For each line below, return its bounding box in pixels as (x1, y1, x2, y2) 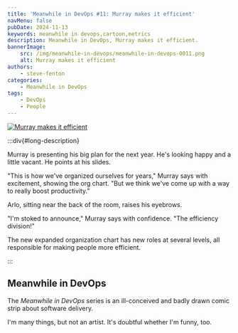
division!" (7, 221, 36, 230)
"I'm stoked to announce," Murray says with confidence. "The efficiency (7, 214, 219, 223)
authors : (7, 63, 33, 70)
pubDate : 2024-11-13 (7, 23, 69, 31)
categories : (7, 76, 43, 84)
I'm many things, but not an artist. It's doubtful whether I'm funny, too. (7, 317, 212, 326)
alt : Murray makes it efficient (20, 57, 116, 64)
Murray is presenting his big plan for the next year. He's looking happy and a (7, 150, 232, 159)
